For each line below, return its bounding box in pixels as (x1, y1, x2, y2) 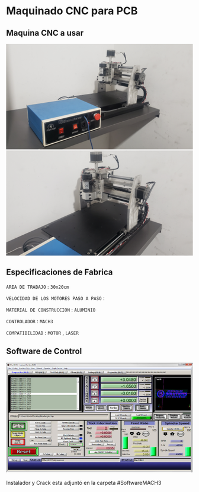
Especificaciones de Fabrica (6, 267, 113, 277)
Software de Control (6, 346, 82, 357)
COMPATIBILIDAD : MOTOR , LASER (6, 329, 79, 336)
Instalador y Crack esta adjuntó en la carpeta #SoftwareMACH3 (6, 479, 162, 486)
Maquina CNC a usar (6, 28, 84, 38)
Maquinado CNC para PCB (6, 4, 138, 18)
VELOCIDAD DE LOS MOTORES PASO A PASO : (6, 294, 105, 301)
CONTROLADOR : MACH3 (6, 317, 53, 324)
